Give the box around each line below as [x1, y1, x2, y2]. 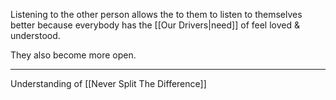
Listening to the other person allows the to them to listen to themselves [10, 9, 303, 20]
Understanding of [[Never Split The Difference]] [10, 78, 207, 89]
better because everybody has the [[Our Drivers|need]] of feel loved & [10, 19, 300, 31]
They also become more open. [10, 49, 137, 61]
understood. [10, 30, 61, 41]
